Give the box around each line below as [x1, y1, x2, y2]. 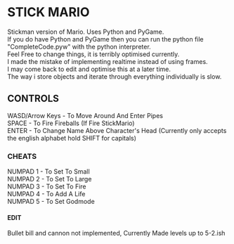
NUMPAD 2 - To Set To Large [7, 175, 92, 184]
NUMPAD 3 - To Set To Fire [7, 182, 86, 191]
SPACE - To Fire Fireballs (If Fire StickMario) [7, 119, 135, 127]
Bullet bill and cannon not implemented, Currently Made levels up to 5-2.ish [7, 229, 226, 238]
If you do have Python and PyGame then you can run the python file [7, 34, 204, 43]
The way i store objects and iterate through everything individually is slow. [7, 72, 222, 81]
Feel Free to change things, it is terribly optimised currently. [7, 50, 180, 58]
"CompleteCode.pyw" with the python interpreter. [7, 42, 151, 51]
